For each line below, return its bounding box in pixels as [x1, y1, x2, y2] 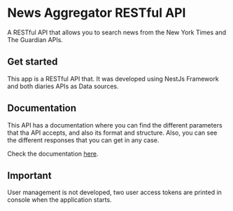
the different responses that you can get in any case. [7, 135, 160, 144]
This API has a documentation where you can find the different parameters [7, 121, 223, 129]
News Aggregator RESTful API [7, 5, 186, 21]
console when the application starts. [7, 196, 112, 204]
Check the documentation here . [7, 149, 99, 158]
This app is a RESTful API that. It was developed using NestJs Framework [7, 74, 219, 83]
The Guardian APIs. [7, 35, 63, 43]
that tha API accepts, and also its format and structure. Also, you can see [7, 128, 218, 137]
